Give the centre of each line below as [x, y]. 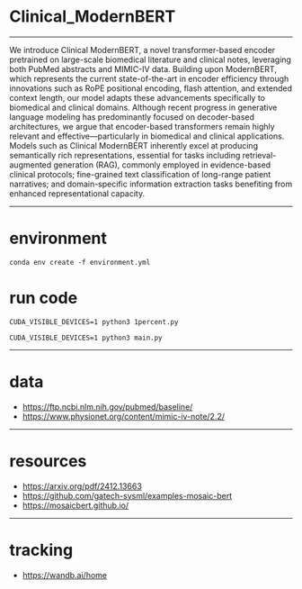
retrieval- [259, 155]
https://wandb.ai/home [65, 575]
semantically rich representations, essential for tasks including [125, 155]
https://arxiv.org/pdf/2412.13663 [82, 486]
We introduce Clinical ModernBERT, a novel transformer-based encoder [142, 50]
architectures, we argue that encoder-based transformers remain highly [142, 126]
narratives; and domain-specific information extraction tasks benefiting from [151, 184]
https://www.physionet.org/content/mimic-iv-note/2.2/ [124, 416]
